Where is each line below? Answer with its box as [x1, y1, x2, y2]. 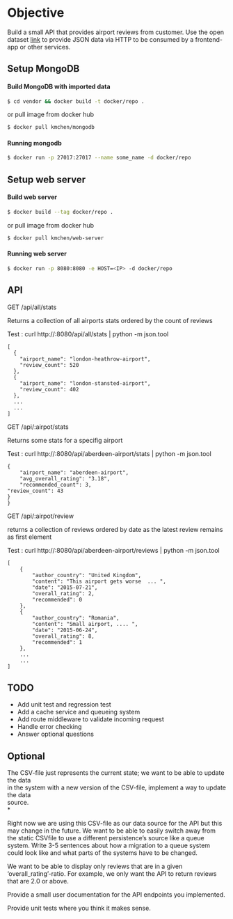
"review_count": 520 [19, 361, 79, 368]
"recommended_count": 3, [19, 481, 92, 488]
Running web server [7, 249, 67, 258]
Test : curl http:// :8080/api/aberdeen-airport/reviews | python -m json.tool [7, 546, 220, 554]
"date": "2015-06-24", [32, 627, 98, 634]
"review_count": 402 [19, 386, 79, 393]
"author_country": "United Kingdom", [32, 572, 141, 579]
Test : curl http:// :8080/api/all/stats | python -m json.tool [7, 329, 169, 338]
